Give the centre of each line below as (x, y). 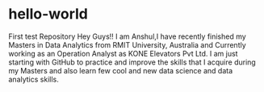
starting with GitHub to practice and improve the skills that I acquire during (132, 62)
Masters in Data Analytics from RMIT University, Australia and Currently (127, 44)
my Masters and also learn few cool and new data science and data (121, 70)
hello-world (48, 14)
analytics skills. (34, 79)
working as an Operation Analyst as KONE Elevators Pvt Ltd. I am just (123, 53)
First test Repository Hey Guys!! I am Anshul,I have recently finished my (127, 36)
